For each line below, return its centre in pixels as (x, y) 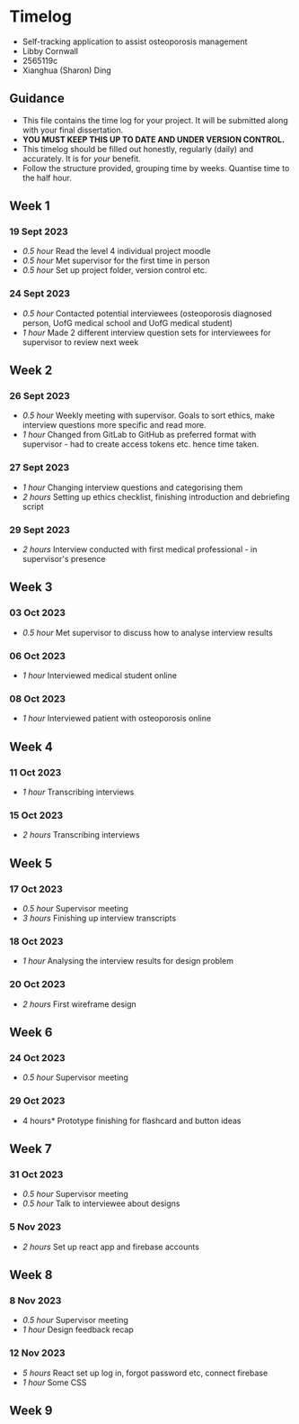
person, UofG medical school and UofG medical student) (128, 322)
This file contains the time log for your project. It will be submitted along (155, 120)
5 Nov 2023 (35, 1227)
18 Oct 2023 (36, 941)
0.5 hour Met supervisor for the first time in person (116, 261)
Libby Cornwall (50, 50)
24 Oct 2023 (37, 1057)
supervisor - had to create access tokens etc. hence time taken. (141, 444)
